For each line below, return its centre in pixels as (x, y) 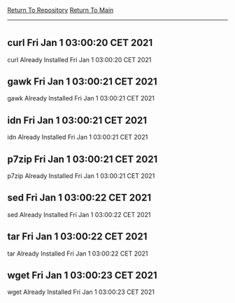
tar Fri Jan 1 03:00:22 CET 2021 (77, 237)
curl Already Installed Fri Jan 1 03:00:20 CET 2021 (79, 59)
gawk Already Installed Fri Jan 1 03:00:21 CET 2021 (81, 98)
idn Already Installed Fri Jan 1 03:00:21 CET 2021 (78, 137)
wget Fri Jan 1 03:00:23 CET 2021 (82, 275)
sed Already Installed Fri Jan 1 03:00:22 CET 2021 (79, 214)
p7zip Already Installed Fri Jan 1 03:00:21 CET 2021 (81, 176)
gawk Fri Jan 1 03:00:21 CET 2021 (82, 82)
